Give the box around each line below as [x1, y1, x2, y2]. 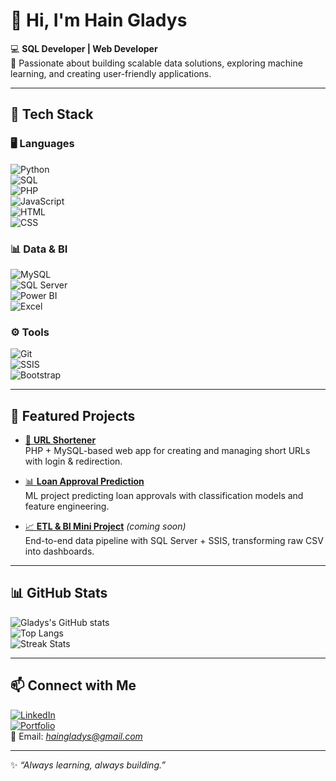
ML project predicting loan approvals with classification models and [24, 490, 304, 502]
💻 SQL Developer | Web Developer [10, 42, 158, 54]
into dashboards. [24, 545, 95, 558]
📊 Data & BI [10, 242, 68, 256]
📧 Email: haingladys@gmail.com [10, 730, 143, 742]
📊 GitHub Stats [10, 585, 108, 602]
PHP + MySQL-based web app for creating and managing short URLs [24, 445, 311, 457]
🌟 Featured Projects [10, 407, 136, 424]
